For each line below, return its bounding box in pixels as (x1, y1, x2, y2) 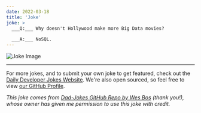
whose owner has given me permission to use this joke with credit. (6, 101, 170, 107)
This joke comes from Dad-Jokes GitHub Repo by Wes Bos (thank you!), (6, 94, 184, 101)
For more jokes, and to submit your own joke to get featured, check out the (6, 70, 190, 77)
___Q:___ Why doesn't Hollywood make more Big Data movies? (11, 25, 165, 32)
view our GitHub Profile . (6, 83, 65, 89)
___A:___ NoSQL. (11, 36, 52, 42)
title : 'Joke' (6, 14, 42, 20)
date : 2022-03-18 (6, 8, 50, 15)
